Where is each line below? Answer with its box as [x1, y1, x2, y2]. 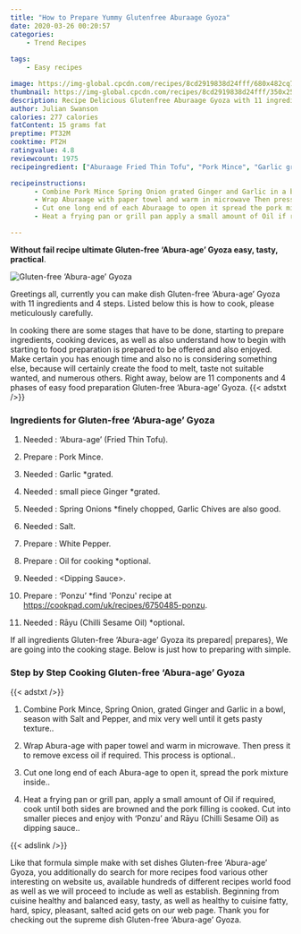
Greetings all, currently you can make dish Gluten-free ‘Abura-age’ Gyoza [10, 288, 280, 299]
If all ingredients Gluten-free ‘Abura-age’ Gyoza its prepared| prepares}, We [10, 635, 288, 646]
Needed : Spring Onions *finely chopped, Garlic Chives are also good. [22, 503, 281, 515]
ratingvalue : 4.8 [10, 146, 75, 155]
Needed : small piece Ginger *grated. [22, 486, 161, 497]
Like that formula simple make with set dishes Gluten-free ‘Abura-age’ [10, 857, 268, 869]
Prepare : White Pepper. [22, 538, 112, 549]
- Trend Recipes [26, 38, 88, 47]
